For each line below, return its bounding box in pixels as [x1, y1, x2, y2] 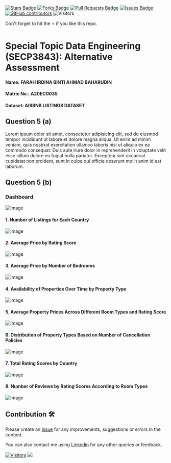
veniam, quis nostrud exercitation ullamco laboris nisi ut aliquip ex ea [5, 141, 150, 148]
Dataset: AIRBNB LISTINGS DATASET [5, 102, 85, 108]
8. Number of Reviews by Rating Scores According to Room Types [5, 383, 148, 389]
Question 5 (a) [5, 117, 52, 126]
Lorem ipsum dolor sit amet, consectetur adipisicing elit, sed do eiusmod [5, 131, 158, 137]
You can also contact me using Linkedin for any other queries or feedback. [5, 442, 162, 448]
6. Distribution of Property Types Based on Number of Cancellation [5, 332, 151, 338]
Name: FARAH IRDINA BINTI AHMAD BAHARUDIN [5, 79, 112, 85]
